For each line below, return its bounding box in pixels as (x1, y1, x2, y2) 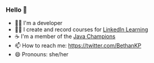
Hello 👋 (5, 6, 28, 14)
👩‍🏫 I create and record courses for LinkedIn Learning (14, 26, 148, 33)
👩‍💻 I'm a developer (14, 20, 63, 27)
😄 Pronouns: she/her (14, 51, 68, 58)
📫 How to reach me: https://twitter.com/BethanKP (14, 42, 142, 50)
